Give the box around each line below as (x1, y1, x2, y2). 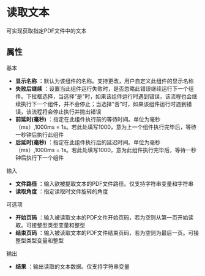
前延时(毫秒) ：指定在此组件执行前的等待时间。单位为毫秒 (15, 115, 161, 123)
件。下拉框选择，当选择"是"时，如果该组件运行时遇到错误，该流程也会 (15, 93, 192, 100)
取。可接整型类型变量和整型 (15, 221, 86, 229)
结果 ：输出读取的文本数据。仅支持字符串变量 (15, 263, 130, 270)
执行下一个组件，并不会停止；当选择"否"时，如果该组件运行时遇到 (20, 100, 187, 107)
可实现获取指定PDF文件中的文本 (6, 27, 87, 34)
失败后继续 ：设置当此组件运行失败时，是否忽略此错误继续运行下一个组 (15, 85, 194, 92)
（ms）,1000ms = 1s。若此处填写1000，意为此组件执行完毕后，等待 (15, 146, 186, 153)
